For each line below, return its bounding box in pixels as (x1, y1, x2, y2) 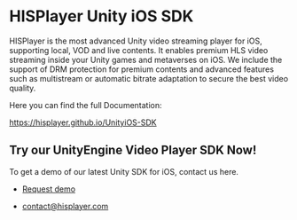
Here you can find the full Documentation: (9, 99, 162, 110)
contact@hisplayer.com (21, 200, 109, 211)
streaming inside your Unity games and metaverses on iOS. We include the (9, 54, 283, 65)
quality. (9, 82, 36, 93)
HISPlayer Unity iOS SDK (9, 6, 194, 27)
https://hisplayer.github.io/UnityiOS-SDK (9, 117, 157, 128)
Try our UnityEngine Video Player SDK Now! (9, 143, 257, 158)
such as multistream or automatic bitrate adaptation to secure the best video (9, 73, 289, 83)
